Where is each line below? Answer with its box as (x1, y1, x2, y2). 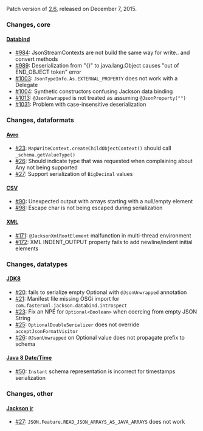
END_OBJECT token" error (15, 68, 82, 75)
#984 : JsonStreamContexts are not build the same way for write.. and (15, 49, 190, 57)
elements (15, 245, 39, 252)
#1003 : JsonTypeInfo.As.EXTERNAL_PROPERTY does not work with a (15, 75, 178, 82)
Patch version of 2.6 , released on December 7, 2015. (6, 5, 137, 12)
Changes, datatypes (6, 260, 68, 268)
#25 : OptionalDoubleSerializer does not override (15, 321, 140, 328)
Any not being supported (15, 164, 78, 171)
